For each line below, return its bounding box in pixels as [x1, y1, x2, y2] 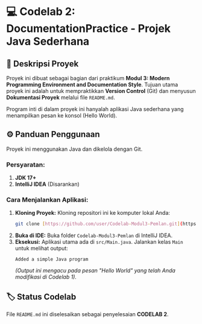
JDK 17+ [14, 174, 37, 182]
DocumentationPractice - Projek [6, 22, 171, 36]
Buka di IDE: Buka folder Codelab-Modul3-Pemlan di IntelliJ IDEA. [14, 232, 173, 239]
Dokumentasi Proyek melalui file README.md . [6, 94, 116, 101]
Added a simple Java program [14, 256, 89, 262]
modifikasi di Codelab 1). [14, 273, 77, 281]
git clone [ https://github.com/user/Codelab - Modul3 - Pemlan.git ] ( [14, 221, 183, 227]
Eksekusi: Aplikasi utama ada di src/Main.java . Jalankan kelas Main [14, 238, 183, 246]
